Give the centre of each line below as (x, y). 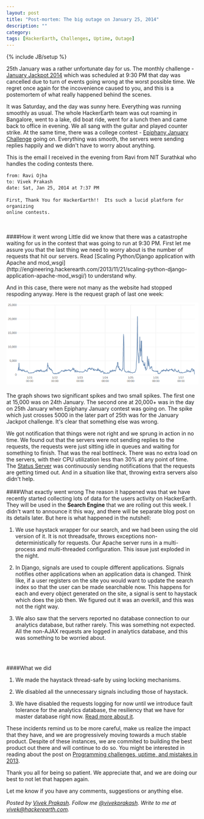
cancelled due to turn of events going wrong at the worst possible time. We (101, 82)
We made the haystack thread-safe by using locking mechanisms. (98, 680)
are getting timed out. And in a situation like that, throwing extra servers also (102, 472)
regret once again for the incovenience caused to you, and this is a (90, 88)
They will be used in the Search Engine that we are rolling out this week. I (99, 505)
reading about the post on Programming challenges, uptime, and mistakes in (102, 754)
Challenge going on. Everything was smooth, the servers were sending (95, 139)
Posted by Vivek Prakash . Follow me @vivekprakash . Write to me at (91, 803)
